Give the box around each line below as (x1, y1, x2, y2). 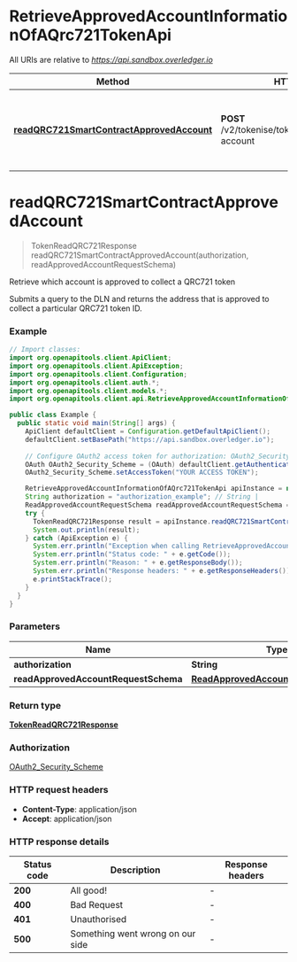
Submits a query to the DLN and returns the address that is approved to (9, 293, 270, 304)
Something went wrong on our (70, 927, 196, 940)
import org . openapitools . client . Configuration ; (9, 369, 188, 378)
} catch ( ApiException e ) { (25, 533, 128, 542)
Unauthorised (70, 912, 127, 925)
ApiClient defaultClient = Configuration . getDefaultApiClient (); (25, 427, 271, 436)
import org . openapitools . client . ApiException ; (9, 361, 184, 370)
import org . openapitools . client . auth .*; (9, 378, 161, 387)
